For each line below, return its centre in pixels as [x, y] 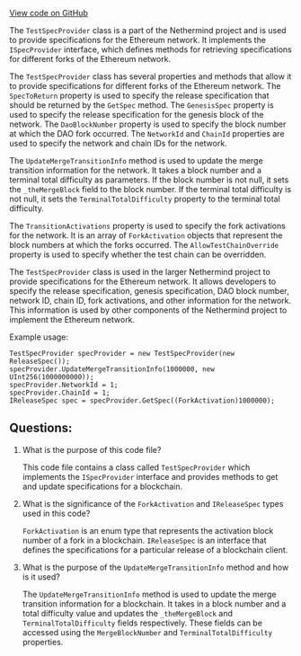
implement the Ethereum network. [72, 319]
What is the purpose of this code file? [92, 449]
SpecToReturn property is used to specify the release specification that [139, 95]
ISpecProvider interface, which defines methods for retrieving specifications [150, 49]
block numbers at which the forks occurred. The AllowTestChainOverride [144, 245]
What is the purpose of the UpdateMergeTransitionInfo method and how [155, 567]
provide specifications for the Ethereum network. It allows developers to [143, 281]
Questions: [41, 428]
